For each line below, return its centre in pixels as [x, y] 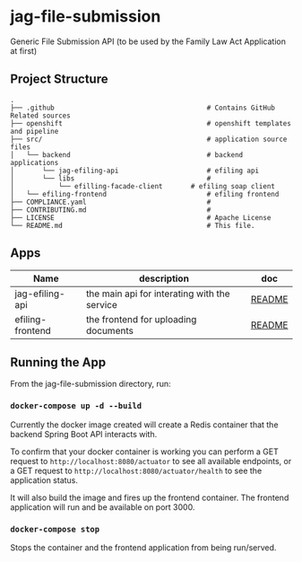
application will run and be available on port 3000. [103, 507]
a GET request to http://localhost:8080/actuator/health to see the [136, 470]
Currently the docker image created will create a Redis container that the [144, 425]
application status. [44, 480]
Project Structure [59, 79]
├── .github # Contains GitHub [143, 108]
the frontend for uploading [141, 319]
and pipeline [35, 131]
